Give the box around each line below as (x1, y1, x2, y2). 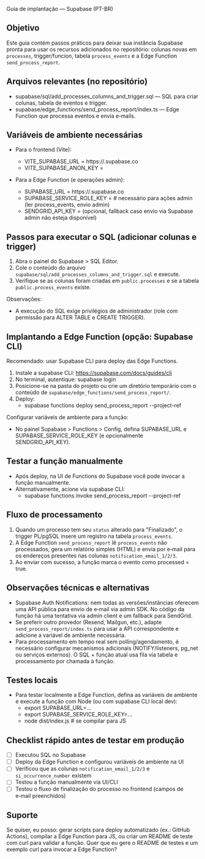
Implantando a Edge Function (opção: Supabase (6, 332, 193, 342)
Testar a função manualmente (6, 456, 124, 467)
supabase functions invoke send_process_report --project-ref (24, 492, 181, 499)
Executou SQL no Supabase (15, 751, 86, 759)
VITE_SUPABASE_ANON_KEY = (24, 165, 104, 172)
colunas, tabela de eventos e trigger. (15, 99, 108, 106)
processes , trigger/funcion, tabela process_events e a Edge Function (6, 52, 177, 59)
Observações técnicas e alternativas (6, 582, 150, 593)
